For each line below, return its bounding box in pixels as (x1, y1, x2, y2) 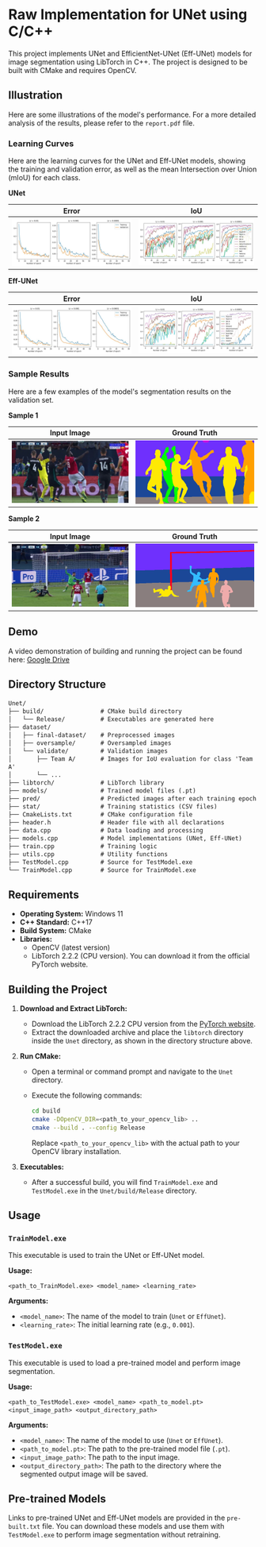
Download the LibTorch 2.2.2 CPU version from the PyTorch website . (31, 1019, 256, 1028)
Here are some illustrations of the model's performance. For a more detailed (8, 110, 256, 119)
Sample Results (8, 368, 70, 380)
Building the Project (8, 982, 108, 996)
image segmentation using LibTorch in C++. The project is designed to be (8, 57, 248, 67)
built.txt (8, 1523, 41, 1531)
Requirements (8, 888, 79, 901)
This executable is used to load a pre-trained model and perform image (8, 1358, 241, 1368)
